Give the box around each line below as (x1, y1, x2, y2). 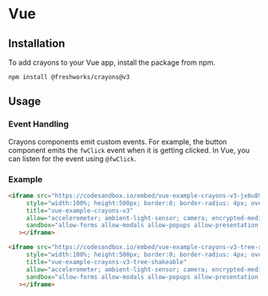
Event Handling (8, 119, 69, 130)
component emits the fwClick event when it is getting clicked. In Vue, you (8, 145, 250, 155)
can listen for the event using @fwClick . (8, 153, 137, 164)
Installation (8, 37, 65, 50)
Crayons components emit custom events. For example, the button (8, 136, 227, 146)
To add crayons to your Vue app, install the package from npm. (8, 57, 215, 67)
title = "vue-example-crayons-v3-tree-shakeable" (26, 258, 187, 266)
